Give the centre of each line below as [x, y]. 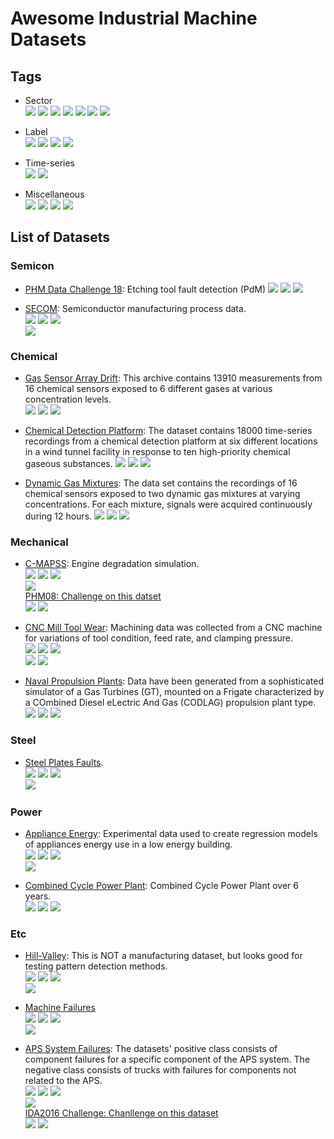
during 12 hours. [58, 516]
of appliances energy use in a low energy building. [128, 844]
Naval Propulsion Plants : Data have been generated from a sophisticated [174, 681]
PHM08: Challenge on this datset [93, 596]
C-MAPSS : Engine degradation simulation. [112, 564]
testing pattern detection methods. [96, 966]
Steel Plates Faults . [64, 762]
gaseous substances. [68, 463]
